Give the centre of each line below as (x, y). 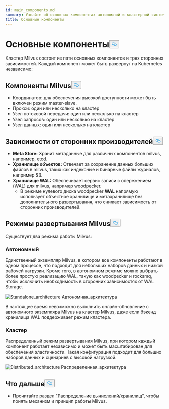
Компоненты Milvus (38, 85)
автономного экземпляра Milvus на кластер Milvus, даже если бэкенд (81, 312)
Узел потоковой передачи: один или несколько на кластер (76, 114)
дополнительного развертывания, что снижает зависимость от (88, 202)
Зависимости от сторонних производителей (79, 141)
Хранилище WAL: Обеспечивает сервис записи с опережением (82, 180)
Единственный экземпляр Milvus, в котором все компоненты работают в (84, 260)
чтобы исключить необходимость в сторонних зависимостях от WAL (80, 282)
